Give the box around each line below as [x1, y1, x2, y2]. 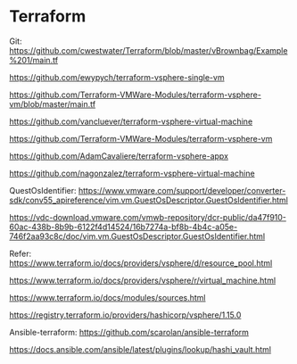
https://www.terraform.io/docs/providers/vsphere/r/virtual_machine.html [9, 275, 276, 285]
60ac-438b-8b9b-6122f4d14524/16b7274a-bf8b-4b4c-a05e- [9, 221, 238, 232]
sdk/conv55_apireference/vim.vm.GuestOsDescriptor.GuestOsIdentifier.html [9, 194, 288, 205]
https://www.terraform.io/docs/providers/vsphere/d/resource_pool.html [9, 257, 273, 269]
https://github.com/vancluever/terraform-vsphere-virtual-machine [9, 116, 253, 127]
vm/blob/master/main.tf [9, 98, 96, 109]
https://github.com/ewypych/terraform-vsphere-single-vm [9, 71, 225, 82]
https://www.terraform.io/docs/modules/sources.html [9, 292, 206, 302]
